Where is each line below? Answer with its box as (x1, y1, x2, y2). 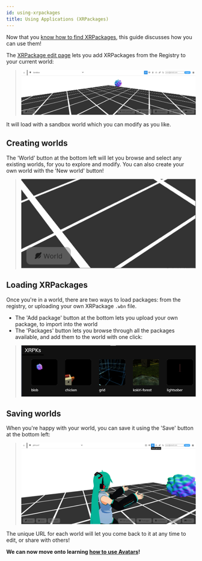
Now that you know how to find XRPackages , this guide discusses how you (6, 33, 192, 40)
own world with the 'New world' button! (6, 167, 104, 174)
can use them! (6, 40, 42, 47)
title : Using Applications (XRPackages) (6, 16, 109, 22)
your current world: (6, 58, 54, 65)
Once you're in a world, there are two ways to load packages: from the (6, 296, 182, 303)
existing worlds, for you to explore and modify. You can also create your (6, 160, 185, 168)
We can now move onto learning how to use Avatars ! (6, 548, 140, 555)
